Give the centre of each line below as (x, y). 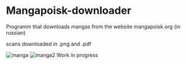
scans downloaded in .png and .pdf (49, 44)
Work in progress (77, 55)
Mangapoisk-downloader (69, 11)
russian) (16, 32)
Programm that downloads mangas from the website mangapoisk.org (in (93, 27)
